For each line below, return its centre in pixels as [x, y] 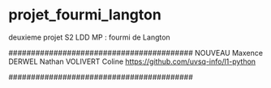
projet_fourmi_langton [85, 15]
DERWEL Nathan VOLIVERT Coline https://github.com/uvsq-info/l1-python [132, 61]
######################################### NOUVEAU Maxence [136, 52]
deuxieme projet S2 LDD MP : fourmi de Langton [89, 37]
